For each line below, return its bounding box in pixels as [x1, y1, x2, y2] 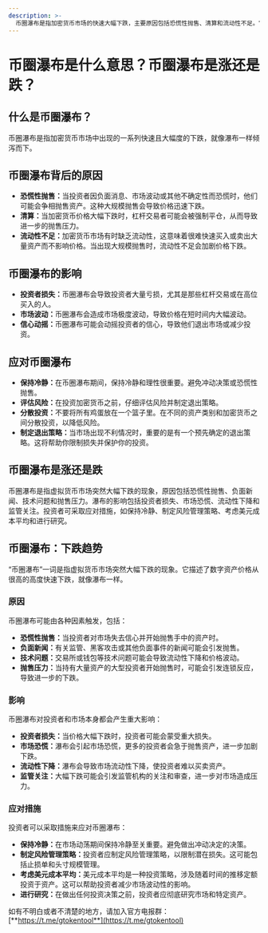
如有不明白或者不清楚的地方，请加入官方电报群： [8, 907, 169, 916]
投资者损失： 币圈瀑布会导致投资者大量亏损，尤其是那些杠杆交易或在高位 [19, 289, 258, 300]
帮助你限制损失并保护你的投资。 [47, 437, 153, 447]
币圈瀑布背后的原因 [8, 169, 103, 182]
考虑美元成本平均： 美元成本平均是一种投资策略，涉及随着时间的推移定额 [19, 870, 258, 879]
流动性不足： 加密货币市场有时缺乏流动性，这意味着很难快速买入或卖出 [19, 231, 251, 240]
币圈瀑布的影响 [8, 267, 82, 280]
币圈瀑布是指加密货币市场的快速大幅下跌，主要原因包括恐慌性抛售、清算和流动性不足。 [15, 19, 259, 27]
